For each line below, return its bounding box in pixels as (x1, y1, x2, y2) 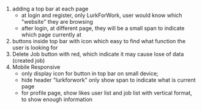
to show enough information (21, 96, 93, 103)
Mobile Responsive (12, 63, 61, 71)
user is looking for (12, 44, 58, 51)
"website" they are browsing (21, 18, 94, 25)
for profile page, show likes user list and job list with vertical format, (21, 90, 193, 96)
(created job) (12, 57, 45, 64)
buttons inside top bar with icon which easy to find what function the (12, 38, 185, 44)
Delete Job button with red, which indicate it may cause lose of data (12, 51, 184, 57)
